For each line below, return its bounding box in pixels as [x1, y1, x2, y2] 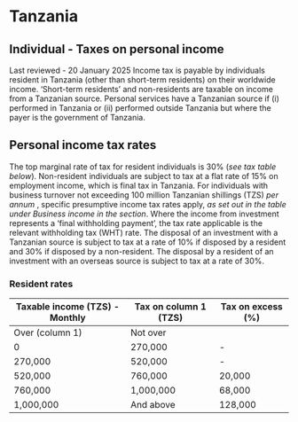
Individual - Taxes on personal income [9, 42, 224, 57]
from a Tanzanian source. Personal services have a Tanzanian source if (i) [9, 93, 279, 104]
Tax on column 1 [134, 301, 207, 313]
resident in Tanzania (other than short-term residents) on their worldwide [9, 74, 277, 85]
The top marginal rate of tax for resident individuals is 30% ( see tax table [9, 161, 277, 172]
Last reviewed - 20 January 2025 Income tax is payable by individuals [9, 65, 266, 75]
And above [129, 399, 176, 411]
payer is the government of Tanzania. [9, 113, 146, 122]
